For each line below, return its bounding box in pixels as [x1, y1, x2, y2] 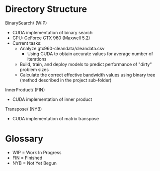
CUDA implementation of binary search [12, 29, 93, 35]
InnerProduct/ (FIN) [5, 86, 45, 92]
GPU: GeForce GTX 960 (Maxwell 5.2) [12, 35, 90, 41]
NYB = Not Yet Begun [12, 160, 57, 166]
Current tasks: [12, 40, 42, 46]
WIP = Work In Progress [12, 149, 62, 155]
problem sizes [19, 66, 49, 73]
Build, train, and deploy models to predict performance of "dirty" [19, 61, 153, 67]
